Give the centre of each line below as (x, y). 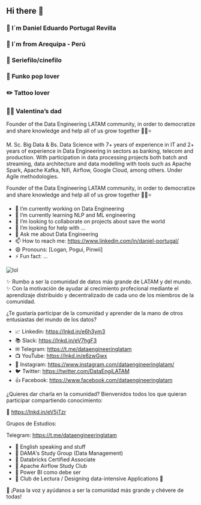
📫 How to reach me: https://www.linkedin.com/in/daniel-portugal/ (97, 241)
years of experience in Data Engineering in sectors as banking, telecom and (100, 151)
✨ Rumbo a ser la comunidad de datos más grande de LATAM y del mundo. (99, 282)
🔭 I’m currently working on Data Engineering (70, 209)
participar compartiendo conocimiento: (55, 400)
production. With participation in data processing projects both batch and (97, 158)
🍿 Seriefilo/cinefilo (34, 61)
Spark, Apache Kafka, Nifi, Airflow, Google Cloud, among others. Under (94, 170)
